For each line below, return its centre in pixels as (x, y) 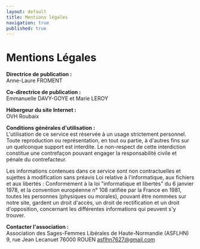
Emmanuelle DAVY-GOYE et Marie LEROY (57, 98)
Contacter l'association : (37, 227)
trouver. (16, 216)
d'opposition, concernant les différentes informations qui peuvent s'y (91, 209)
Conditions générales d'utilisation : (51, 128)
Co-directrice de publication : (44, 92)
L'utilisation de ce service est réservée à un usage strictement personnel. (96, 134)
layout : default (26, 12)
